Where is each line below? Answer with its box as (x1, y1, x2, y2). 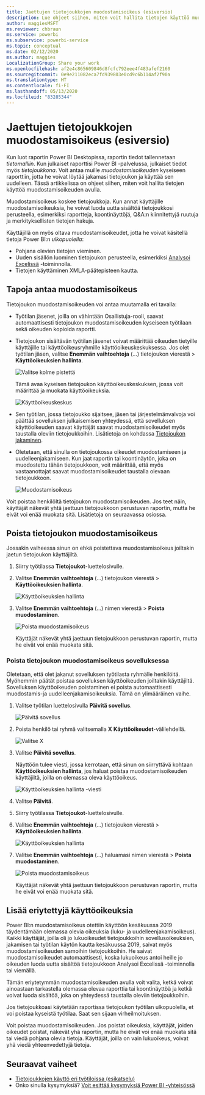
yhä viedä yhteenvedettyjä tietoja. (6, 1041, 92, 1049)
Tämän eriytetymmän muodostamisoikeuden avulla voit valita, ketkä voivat (6, 978, 193, 986)
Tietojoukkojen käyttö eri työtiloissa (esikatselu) (15, 1075, 135, 1083)
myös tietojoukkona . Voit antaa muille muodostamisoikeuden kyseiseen (6, 166, 186, 174)
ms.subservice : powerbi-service (6, 37, 88, 43)
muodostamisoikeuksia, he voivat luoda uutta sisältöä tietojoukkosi (6, 204, 174, 211)
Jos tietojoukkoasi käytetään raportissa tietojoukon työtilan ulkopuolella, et (6, 1003, 194, 1011)
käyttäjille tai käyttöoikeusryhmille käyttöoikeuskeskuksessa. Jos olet (15, 343, 189, 351)
